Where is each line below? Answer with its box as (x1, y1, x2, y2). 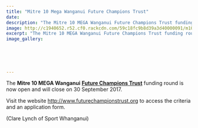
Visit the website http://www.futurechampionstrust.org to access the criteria (6, 97, 191, 104)
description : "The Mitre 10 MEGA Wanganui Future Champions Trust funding (6, 19, 194, 25)
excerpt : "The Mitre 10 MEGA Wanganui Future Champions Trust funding (6, 31, 183, 37)
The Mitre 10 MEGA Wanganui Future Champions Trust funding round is (6, 80, 184, 87)
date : (6, 14, 19, 20)
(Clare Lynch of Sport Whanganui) (6, 115, 90, 122)
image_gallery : (6, 36, 44, 42)
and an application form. (6, 104, 66, 111)
